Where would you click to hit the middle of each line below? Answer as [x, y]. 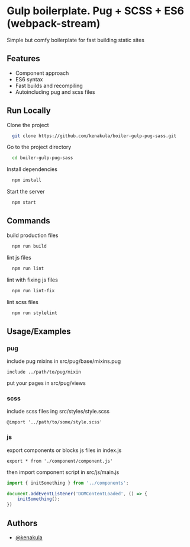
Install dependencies [32, 169]
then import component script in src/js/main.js [63, 472]
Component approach [42, 73]
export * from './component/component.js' [60, 461]
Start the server [26, 192]
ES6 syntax [29, 79]
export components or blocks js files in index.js [64, 450]
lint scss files [23, 302]
